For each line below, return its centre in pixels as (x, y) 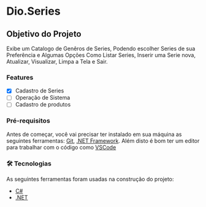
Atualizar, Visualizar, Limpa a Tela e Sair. (57, 62)
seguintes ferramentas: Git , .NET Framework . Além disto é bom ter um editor (103, 141)
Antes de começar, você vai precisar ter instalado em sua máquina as (94, 134)
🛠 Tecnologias (29, 164)
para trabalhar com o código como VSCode (61, 147)
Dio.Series (33, 11)
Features (20, 77)
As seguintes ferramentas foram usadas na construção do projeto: (90, 179)
